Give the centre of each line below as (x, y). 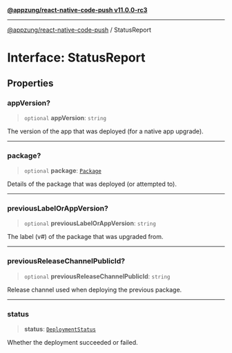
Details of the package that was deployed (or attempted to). (92, 184)
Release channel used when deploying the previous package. (95, 289)
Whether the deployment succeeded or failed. (72, 343)
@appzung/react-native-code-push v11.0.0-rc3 (77, 10)
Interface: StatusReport (76, 58)
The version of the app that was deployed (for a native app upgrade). (105, 131)
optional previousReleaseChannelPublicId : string (97, 276)
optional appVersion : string (65, 117)
